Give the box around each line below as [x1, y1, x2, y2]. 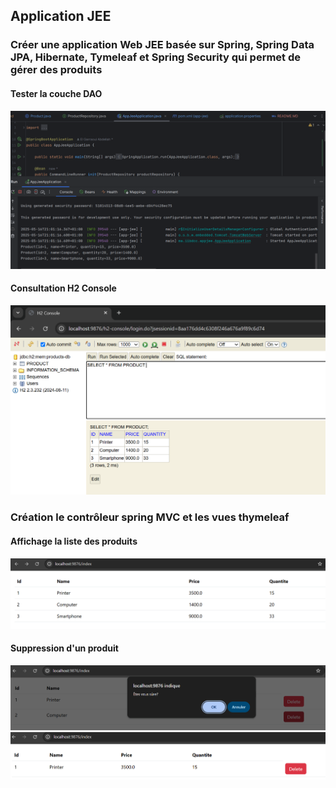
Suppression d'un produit [10, 642, 119, 654]
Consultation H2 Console [10, 282, 117, 294]
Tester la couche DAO [10, 87, 103, 99]
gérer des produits [10, 63, 103, 77]
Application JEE [10, 8, 112, 25]
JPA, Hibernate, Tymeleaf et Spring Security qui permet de [10, 50, 302, 64]
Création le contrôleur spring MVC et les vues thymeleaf [10, 510, 290, 524]
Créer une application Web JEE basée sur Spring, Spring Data [10, 38, 315, 52]
